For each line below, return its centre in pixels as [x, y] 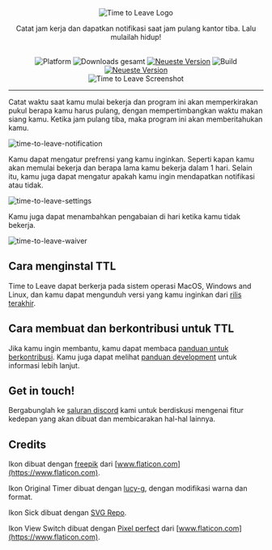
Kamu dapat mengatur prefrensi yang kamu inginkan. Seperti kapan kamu [132, 159]
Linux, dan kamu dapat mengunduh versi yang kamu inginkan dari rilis [125, 294]
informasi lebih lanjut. [44, 365]
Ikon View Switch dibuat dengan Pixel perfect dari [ [94, 529]
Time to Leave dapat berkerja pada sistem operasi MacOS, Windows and [130, 286]
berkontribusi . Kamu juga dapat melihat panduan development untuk [123, 357]
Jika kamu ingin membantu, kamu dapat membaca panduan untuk [119, 348]
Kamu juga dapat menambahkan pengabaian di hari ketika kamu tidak [125, 217]
